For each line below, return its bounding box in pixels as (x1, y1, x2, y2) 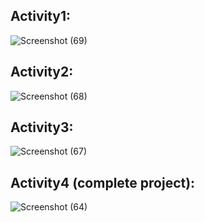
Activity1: (10, 8, 72, 25)
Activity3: (10, 119, 74, 136)
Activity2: (10, 64, 74, 81)
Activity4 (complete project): (10, 174, 196, 191)
